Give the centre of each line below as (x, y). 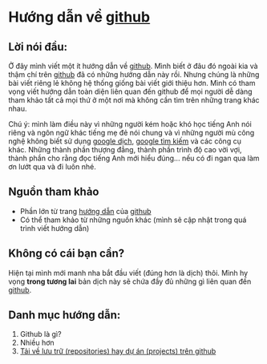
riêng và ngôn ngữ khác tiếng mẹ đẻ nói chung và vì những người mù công (131, 133)
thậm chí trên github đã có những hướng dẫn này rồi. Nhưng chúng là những (134, 75)
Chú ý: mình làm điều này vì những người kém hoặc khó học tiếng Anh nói (130, 124)
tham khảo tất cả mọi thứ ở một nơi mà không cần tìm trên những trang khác (134, 100)
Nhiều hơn (37, 343)
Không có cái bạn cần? (67, 254)
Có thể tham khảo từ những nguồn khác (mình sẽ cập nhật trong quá (133, 220)
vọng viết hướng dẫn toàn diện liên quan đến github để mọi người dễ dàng (130, 91)
